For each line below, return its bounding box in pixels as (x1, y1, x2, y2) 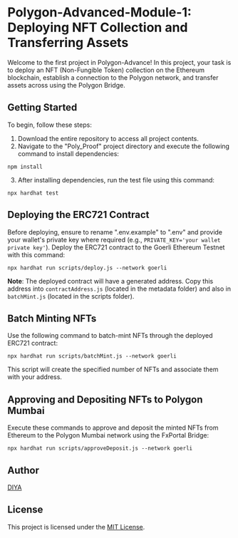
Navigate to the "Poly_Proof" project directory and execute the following (17, 142, 230, 150)
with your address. (7, 373, 63, 381)
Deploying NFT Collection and (7, 19, 188, 36)
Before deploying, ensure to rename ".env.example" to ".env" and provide (7, 227, 223, 236)
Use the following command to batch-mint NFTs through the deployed (7, 331, 213, 340)
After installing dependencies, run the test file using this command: (17, 175, 215, 184)
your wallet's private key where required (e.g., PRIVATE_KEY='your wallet (7, 235, 221, 244)
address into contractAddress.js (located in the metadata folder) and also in (7, 284, 232, 293)
